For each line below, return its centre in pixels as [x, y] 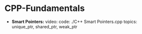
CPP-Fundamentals [45, 8]
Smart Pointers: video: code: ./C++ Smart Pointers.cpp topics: [74, 22]
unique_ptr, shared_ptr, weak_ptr [44, 26]
